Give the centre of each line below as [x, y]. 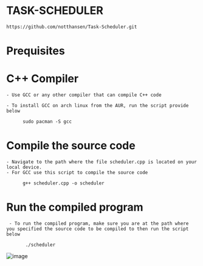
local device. [24, 167]
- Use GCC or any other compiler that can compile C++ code [84, 95]
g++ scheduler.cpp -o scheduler [63, 183]
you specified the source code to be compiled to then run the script [98, 229]
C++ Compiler [43, 79]
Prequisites [36, 51]
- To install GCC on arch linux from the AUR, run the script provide [98, 106]
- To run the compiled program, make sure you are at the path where [99, 223]
